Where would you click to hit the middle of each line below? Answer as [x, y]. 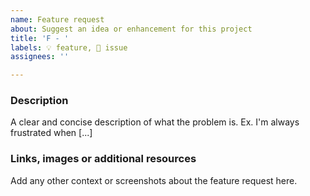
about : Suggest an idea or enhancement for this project [131, 29]
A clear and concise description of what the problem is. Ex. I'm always [155, 122]
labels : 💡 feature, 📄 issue [69, 47]
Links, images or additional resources [103, 159]
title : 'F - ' [40, 38]
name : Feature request [57, 19]
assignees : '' [40, 57]
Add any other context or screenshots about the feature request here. [154, 180]
